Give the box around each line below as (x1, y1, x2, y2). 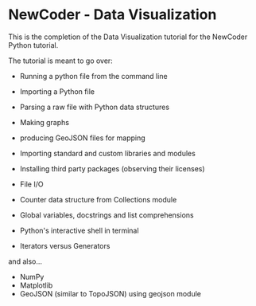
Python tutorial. (8, 40, 59, 49)
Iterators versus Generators (19, 241, 111, 250)
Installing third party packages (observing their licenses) (19, 163, 205, 173)
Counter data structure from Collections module (19, 194, 177, 204)
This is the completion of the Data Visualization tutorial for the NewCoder (8, 32, 248, 41)
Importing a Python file (19, 86, 95, 96)
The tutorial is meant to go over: (8, 56, 113, 65)
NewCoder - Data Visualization (8, 6, 217, 24)
